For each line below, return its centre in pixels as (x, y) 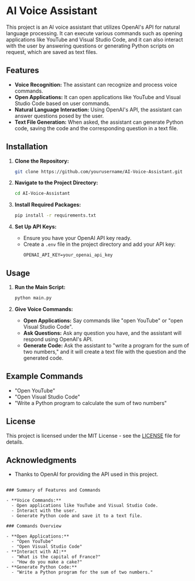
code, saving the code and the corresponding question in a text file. (96, 128)
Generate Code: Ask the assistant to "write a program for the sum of (106, 345)
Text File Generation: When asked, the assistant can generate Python (99, 122)
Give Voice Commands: (44, 309)
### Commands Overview (34, 526)
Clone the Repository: (42, 161)
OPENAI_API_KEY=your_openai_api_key (68, 255)
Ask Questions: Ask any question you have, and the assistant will (102, 333)
